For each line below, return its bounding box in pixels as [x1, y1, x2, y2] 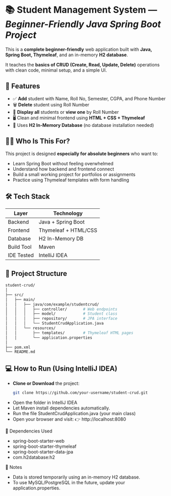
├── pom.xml [5, 344, 31, 350]
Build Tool [8, 244, 32, 251]
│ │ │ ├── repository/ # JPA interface [5, 316, 117, 321]
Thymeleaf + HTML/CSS [38, 227, 97, 234]
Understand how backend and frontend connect [12, 166, 114, 172]
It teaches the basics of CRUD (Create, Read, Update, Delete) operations [5, 61, 160, 68]
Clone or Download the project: [12, 380, 80, 386]
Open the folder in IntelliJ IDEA [12, 400, 78, 405]
